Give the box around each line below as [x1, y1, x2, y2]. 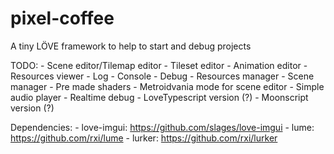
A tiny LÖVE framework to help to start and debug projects [10, 40, 252, 52]
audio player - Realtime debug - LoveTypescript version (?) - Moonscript [10, 91, 309, 103]
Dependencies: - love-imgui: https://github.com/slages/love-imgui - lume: [10, 121, 315, 133]
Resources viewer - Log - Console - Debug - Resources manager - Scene [10, 70, 315, 82]
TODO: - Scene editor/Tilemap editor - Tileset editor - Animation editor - [10, 59, 308, 71]
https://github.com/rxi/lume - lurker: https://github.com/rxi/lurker [10, 132, 278, 144]
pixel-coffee [10, 7, 115, 30]
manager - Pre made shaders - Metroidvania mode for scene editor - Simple [10, 80, 325, 92]
